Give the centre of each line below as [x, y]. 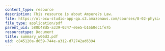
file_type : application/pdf [34, 23]
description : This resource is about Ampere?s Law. [59, 14]
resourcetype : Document [29, 32]
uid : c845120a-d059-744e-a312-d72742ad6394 [50, 41]
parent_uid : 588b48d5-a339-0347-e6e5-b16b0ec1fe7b [58, 28]
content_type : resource [29, 9]
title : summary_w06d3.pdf [31, 37]
